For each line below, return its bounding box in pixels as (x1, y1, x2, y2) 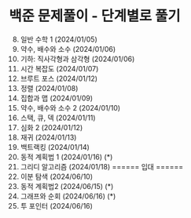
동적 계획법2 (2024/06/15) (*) (20, 181, 114, 191)
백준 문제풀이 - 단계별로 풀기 (9, 7, 181, 25)
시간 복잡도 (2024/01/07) (20, 64, 99, 73)
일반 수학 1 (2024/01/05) (20, 35, 97, 44)
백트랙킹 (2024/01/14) (20, 142, 90, 151)
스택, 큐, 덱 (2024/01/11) (20, 113, 97, 122)
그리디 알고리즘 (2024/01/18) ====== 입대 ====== (20, 162, 184, 171)
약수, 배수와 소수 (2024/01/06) (20, 44, 116, 53)
